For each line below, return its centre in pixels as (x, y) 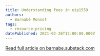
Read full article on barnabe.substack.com (50, 48)
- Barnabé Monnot (28, 19)
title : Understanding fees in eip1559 (47, 10)
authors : (15, 15)
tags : (11, 24)
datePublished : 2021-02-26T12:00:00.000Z (50, 34)
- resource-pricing (31, 29)
